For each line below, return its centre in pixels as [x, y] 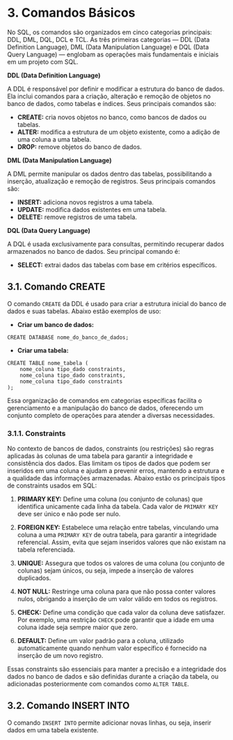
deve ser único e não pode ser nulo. [69, 514]
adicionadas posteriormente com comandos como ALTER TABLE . [98, 684]
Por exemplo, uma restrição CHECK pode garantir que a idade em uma [115, 620]
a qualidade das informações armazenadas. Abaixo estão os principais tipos [116, 478]
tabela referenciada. [46, 550]
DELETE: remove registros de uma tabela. [77, 217]
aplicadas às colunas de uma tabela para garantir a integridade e [100, 456]
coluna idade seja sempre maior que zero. [77, 627]
